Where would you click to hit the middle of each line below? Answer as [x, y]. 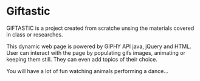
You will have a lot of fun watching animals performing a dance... [88, 71]
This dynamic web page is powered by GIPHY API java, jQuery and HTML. [99, 46]
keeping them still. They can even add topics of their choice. [82, 59]
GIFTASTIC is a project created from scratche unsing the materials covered [100, 28]
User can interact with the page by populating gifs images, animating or [96, 52]
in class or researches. [35, 34]
